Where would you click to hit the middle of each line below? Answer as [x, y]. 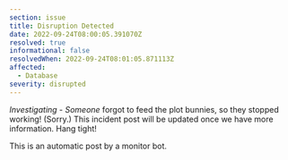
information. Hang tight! [53, 128]
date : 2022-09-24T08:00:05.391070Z [76, 34]
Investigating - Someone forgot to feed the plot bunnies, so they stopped [144, 109]
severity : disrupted [48, 84]
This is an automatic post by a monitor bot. [88, 146]
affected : [28, 68]
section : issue [38, 17]
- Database [38, 76]
